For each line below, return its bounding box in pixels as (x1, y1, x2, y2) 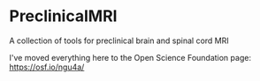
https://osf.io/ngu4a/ (9, 62, 85, 72)
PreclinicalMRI (9, 6, 118, 26)
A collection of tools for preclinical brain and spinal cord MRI (9, 35, 229, 46)
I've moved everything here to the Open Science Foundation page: (9, 52, 252, 63)
